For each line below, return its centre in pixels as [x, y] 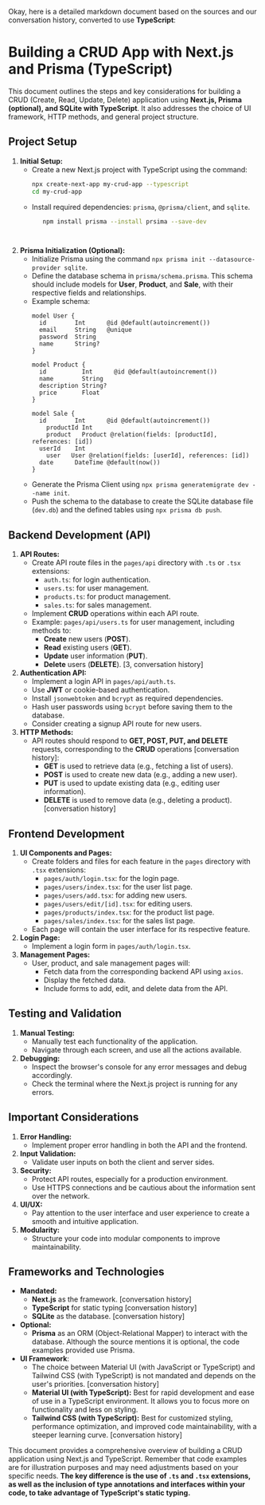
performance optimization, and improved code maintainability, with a [144, 1427]
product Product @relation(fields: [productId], [132, 435]
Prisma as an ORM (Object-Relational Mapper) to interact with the [140, 1333]
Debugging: [40, 1058]
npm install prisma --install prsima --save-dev [125, 221]
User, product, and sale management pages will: [111, 963]
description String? [73, 386]
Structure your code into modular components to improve [126, 1238]
